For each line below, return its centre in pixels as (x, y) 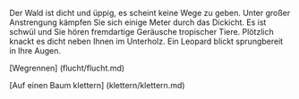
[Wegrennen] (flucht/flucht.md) (67, 68)
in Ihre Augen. (35, 51)
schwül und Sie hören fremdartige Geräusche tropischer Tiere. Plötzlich (142, 32)
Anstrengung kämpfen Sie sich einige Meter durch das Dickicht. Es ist (138, 22)
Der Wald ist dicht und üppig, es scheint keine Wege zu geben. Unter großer (150, 13)
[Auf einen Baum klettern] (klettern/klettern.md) (97, 85)
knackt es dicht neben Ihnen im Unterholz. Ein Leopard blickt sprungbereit (146, 41)
